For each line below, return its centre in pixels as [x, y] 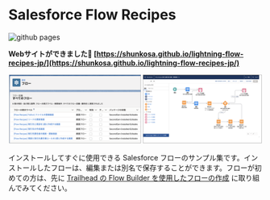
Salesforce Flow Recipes [92, 15]
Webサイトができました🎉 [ [52, 53]
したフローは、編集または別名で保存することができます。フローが [145, 168]
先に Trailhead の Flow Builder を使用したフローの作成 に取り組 [155, 177]
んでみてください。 [40, 188]
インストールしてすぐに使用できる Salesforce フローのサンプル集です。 [126, 157]
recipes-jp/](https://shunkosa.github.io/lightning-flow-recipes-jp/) [124, 63]
